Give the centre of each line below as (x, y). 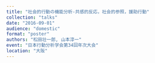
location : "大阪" (27, 51)
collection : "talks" (32, 17)
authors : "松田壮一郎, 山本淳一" (44, 40)
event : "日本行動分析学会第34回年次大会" (53, 46)
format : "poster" (28, 34)
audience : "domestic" (33, 28)
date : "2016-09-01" (31, 23)
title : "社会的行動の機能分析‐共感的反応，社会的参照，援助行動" (78, 12)
